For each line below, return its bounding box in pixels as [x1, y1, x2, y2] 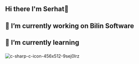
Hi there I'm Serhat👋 [5, 5, 69, 13]
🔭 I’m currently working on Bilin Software [5, 22, 134, 30]
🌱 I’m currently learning [5, 38, 79, 47]
